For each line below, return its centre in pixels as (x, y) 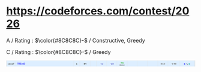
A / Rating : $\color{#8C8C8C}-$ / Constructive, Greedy (76, 40)
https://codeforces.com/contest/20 (98, 11)
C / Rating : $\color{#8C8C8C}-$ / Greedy (58, 52)
